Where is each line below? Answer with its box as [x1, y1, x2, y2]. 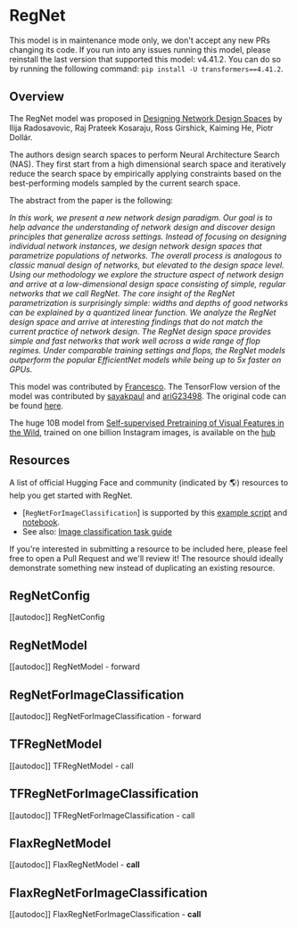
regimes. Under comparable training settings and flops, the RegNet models [9, 344, 285, 355]
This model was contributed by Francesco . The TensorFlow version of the [9, 381, 281, 392]
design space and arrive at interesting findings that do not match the [9, 316, 263, 327]
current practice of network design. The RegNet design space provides [9, 326, 272, 336]
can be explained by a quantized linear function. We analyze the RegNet [9, 307, 276, 318]
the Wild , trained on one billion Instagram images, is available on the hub [9, 427, 276, 437]
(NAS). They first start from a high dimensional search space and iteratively [9, 158, 287, 170]
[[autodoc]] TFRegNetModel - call [9, 760, 134, 771]
